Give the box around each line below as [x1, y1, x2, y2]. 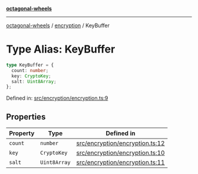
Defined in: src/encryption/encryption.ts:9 [6, 94, 108, 102]
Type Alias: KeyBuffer [6, 42, 115, 56]
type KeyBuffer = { [6, 62, 54, 68]
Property [9, 129, 35, 137]
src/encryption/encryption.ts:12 [76, 139, 165, 147]
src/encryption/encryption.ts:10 [76, 149, 165, 157]
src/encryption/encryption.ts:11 [76, 159, 165, 167]
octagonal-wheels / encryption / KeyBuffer [6, 22, 110, 29]
